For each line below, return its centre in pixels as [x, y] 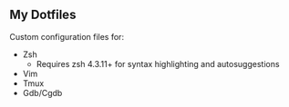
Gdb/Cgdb [42, 92]
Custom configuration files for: [67, 36]
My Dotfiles [43, 15]
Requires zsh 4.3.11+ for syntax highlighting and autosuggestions [158, 63]
